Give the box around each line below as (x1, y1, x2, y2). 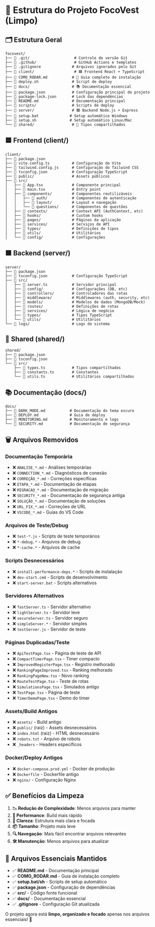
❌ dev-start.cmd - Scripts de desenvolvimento (12, 574, 108, 580)
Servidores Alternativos (5, 592, 65, 599)
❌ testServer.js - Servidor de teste (12, 626, 86, 632)
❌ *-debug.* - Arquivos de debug (12, 539, 81, 545)
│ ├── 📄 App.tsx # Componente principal (5, 182, 121, 187)
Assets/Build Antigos (5, 708, 58, 715)
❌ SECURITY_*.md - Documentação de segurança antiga (12, 492, 125, 498)
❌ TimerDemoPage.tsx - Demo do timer (12, 695, 90, 701)
